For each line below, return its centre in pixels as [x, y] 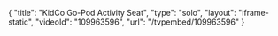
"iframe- [253, 13]
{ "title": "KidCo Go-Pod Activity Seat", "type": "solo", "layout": [122, 13]
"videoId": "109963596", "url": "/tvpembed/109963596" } [140, 22]
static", [21, 22]
